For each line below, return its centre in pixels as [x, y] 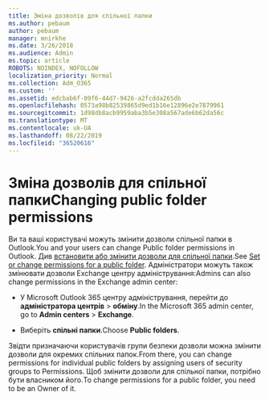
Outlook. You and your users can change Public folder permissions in [122, 248]
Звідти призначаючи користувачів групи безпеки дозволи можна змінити [135, 346]
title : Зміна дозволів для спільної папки [80, 16]
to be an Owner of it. [42, 389]
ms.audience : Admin [41, 53]
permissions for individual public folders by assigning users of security [125, 363]
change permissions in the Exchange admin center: [93, 282]
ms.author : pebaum [39, 23]
